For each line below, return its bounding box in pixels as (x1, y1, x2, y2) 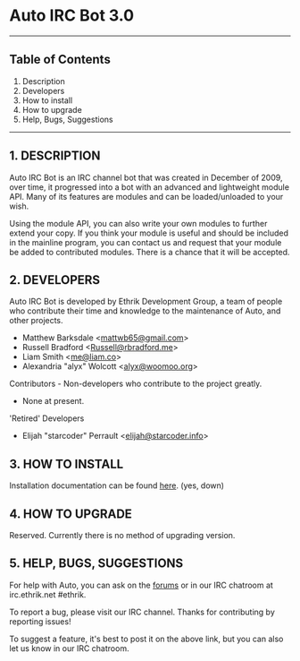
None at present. (21, 396, 85, 407)
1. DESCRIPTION (9, 149, 101, 164)
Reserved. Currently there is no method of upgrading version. (9, 530, 236, 540)
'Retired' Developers (9, 413, 85, 424)
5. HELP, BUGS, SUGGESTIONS (9, 556, 184, 571)
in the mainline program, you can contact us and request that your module (9, 236, 282, 247)
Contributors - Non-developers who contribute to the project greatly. (9, 378, 262, 390)
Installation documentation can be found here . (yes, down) (9, 480, 225, 491)
